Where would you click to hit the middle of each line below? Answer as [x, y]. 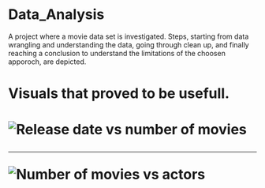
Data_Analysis [56, 15]
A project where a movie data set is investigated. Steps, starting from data [129, 36]
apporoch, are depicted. [47, 62]
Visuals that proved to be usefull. [119, 94]
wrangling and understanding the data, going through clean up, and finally [129, 44]
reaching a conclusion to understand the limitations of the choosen [117, 53]
